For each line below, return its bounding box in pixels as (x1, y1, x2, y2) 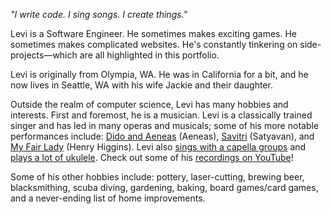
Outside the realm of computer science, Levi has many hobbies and (10, 99, 289, 110)
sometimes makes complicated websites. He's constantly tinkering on (10, 39, 298, 50)
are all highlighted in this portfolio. (79, 49, 220, 61)
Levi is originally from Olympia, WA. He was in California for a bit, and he (10, 69, 309, 80)
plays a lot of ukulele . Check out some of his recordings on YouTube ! (10, 152, 294, 163)
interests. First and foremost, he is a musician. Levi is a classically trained (10, 109, 313, 121)
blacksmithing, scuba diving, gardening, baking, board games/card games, (10, 182, 319, 193)
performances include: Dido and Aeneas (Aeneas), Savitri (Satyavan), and (10, 130, 315, 142)
